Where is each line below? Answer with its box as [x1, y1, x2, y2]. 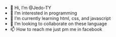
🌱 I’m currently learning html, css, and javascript [10, 15, 111, 21]
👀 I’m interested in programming [10, 10, 78, 16]
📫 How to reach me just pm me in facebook [10, 26, 102, 32]
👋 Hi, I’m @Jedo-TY [10, 5, 52, 10]
